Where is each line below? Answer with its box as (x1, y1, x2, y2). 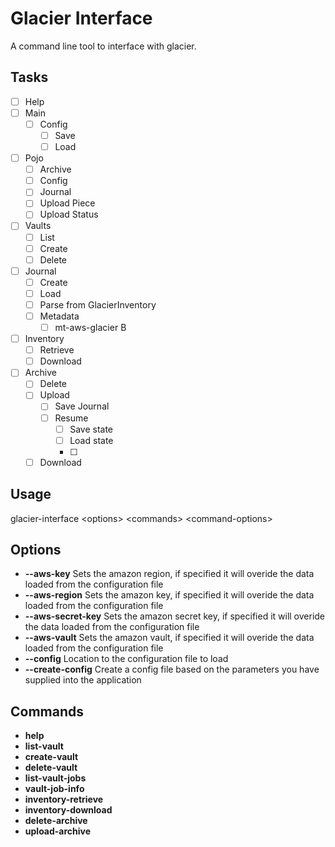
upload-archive (24, 825, 92, 837)
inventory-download (24, 804, 113, 816)
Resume (54, 412, 89, 424)
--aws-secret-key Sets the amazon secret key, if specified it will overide (24, 610, 326, 622)
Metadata (39, 310, 80, 322)
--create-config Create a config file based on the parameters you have (24, 663, 320, 676)
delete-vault (24, 762, 78, 774)
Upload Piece (39, 197, 96, 209)
